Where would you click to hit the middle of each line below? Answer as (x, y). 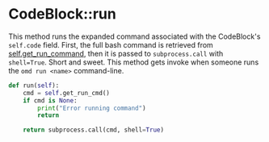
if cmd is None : (50, 100)
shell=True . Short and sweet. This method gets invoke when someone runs (134, 62)
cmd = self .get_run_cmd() (67, 93)
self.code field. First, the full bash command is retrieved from (111, 44)
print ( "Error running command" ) (92, 108)
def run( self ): (34, 86)
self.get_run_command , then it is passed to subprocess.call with (116, 53)
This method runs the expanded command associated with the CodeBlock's (134, 36)
